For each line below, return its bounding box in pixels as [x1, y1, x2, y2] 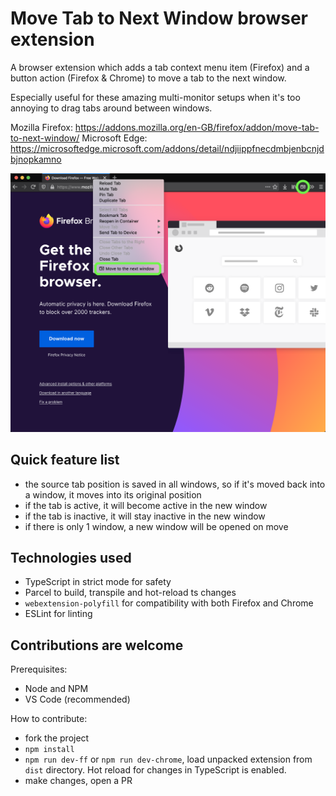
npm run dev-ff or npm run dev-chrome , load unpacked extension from [24, 753, 313, 766]
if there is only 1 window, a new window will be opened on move [24, 520, 289, 532]
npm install [24, 745, 75, 755]
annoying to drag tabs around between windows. [10, 102, 213, 114]
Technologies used [10, 550, 132, 567]
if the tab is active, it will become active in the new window [24, 499, 268, 511]
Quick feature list [10, 452, 120, 469]
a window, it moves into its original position [24, 488, 202, 501]
